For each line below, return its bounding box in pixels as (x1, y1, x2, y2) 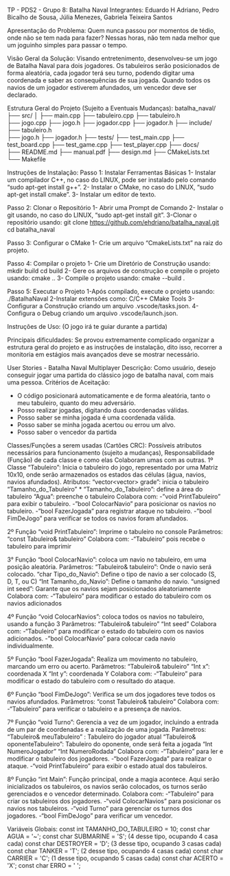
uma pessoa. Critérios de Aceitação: (7, 378, 111, 387)
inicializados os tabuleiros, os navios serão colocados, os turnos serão (7, 783, 207, 790)
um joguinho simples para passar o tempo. (7, 41, 128, 49)
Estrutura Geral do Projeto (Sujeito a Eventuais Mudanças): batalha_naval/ (7, 104, 216, 112)
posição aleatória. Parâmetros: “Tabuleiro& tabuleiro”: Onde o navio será (7, 563, 211, 570)
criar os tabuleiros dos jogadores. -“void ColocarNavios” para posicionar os (7, 797, 221, 805)
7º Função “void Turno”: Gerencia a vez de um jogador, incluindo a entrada (7, 718, 219, 726)
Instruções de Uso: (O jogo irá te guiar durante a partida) (7, 323, 168, 330)
